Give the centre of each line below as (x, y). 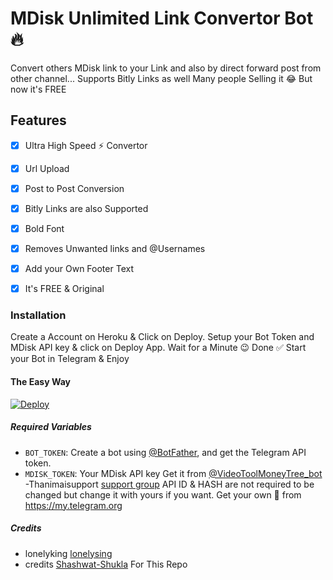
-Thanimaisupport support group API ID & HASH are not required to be (169, 484)
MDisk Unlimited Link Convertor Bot (162, 18)
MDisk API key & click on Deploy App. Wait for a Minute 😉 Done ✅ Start (158, 348)
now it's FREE (38, 89)
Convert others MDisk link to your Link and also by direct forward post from (166, 68)
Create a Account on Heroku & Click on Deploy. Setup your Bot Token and (162, 337)
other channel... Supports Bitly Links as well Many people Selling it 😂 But (161, 78)
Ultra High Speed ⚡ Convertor (86, 145)
